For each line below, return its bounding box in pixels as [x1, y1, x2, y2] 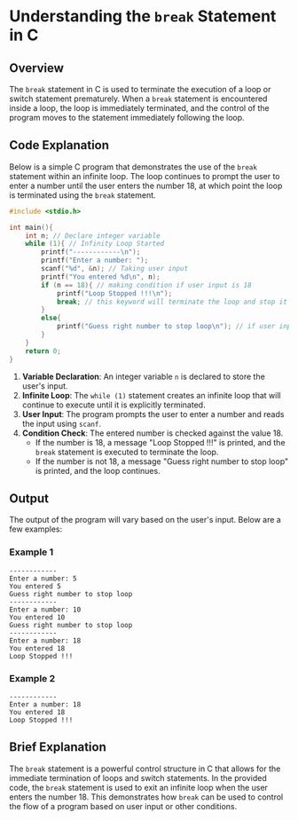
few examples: [9, 524, 63, 534]
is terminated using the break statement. [9, 189, 157, 201]
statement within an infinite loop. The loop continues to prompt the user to [9, 170, 281, 181]
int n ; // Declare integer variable [25, 231, 161, 240]
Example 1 [9, 546, 54, 558]
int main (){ [9, 223, 53, 232]
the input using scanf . [21, 418, 102, 429]
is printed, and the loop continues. [35, 465, 161, 476]
